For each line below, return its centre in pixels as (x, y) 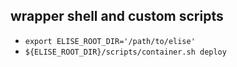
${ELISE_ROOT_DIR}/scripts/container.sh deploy (125, 52)
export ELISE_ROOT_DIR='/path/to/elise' (110, 41)
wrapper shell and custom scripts (117, 16)
